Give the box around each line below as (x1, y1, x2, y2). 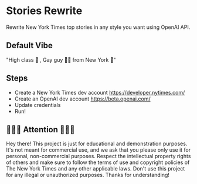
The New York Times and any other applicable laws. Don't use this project (6, 165, 185, 172)
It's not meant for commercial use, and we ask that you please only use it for (6, 146, 191, 153)
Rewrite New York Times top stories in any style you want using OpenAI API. (6, 24, 191, 31)
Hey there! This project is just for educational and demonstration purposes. (6, 140, 188, 148)
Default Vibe (6, 41, 53, 51)
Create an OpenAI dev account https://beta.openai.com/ (14, 95, 151, 102)
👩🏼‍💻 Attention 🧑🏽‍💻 (6, 125, 75, 135)
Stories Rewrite (6, 4, 83, 18)
